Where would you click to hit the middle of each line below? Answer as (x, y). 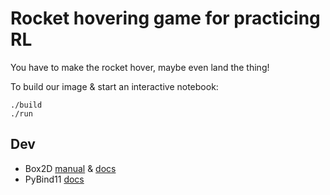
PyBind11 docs (54, 179)
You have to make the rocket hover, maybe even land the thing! (140, 67)
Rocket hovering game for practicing (165, 18)
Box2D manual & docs (70, 168)
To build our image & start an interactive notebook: (114, 86)
